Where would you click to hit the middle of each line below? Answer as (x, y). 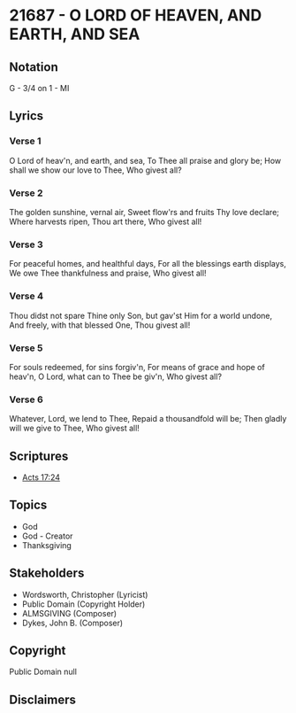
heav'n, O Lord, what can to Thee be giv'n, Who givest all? (116, 376)
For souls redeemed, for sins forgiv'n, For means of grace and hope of (137, 367)
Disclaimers (43, 699)
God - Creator (47, 536)
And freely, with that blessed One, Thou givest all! (100, 325)
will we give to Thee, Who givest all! (74, 428)
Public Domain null (43, 672)
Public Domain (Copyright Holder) (83, 604)
